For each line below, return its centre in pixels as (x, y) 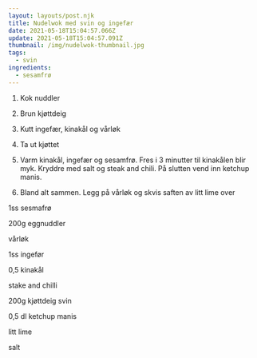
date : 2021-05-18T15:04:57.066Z (62, 30)
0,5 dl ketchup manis (43, 316)
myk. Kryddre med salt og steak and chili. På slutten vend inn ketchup (134, 168)
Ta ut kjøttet (40, 144)
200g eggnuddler (37, 223)
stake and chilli (33, 285)
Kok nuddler (40, 97)
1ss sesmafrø (30, 208)
